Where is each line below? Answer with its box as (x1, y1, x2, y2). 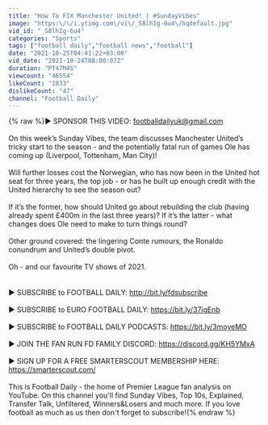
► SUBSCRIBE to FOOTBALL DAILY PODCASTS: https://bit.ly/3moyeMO (8, 322, 248, 331)
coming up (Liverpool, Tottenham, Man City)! (8, 151, 157, 160)
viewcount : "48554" (8, 72, 74, 80)
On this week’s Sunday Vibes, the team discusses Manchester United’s (8, 134, 244, 144)
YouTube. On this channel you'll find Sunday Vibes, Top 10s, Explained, (8, 390, 245, 400)
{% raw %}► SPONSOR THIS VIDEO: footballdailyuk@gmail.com (8, 116, 224, 126)
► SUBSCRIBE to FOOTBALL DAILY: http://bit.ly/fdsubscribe (8, 288, 208, 298)
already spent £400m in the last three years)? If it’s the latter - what (8, 210, 232, 220)
